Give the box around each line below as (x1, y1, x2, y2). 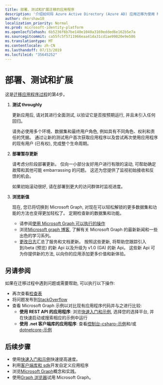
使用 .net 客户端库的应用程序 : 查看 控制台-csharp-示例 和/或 (19, 321, 137, 327)
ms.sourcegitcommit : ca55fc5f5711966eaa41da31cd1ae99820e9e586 (5, 34, 136, 39)
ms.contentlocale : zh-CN (5, 43, 55, 48)
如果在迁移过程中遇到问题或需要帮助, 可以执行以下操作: (5, 280, 115, 286)
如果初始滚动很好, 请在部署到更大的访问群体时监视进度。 (12, 184, 125, 190)
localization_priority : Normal (5, 20, 68, 26)
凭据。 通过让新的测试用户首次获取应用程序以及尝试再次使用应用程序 (20, 134, 158, 141)
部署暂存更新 (12, 151, 38, 157)
